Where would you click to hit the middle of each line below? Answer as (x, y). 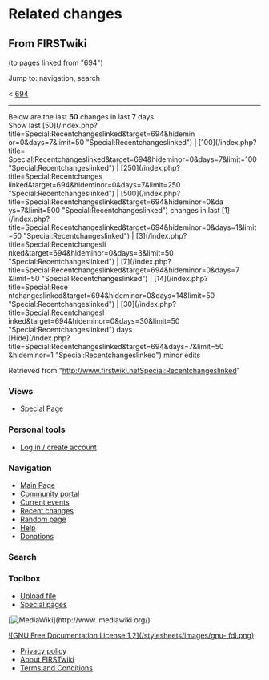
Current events (44, 502)
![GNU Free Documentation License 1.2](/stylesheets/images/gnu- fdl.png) (131, 636)
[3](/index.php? (161, 236)
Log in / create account (58, 447)
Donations (37, 536)
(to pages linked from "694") (56, 62)
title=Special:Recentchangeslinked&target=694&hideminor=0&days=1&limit (132, 227)
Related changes (65, 14)
